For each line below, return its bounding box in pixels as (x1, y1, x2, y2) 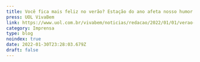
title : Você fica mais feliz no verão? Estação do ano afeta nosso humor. (6, 8, 196, 15)
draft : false (6, 47, 39, 53)
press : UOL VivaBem (6, 14, 55, 20)
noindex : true (6, 36, 42, 42)
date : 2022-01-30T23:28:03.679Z (6, 42, 86, 48)
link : (6, 19, 20, 25)
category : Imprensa (6, 25, 55, 31)
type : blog (6, 31, 33, 37)
